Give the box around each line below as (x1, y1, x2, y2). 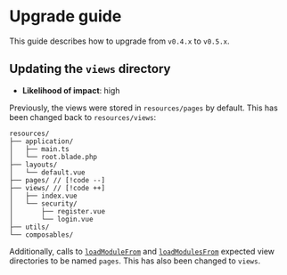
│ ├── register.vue (9, 206, 105, 215)
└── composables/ (9, 230, 74, 239)
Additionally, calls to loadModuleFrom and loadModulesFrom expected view (9, 246, 275, 256)
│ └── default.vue (9, 167, 86, 177)
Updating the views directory (9, 61, 171, 77)
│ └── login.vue (9, 214, 94, 223)
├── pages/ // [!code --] (9, 175, 105, 184)
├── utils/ (9, 222, 50, 231)
